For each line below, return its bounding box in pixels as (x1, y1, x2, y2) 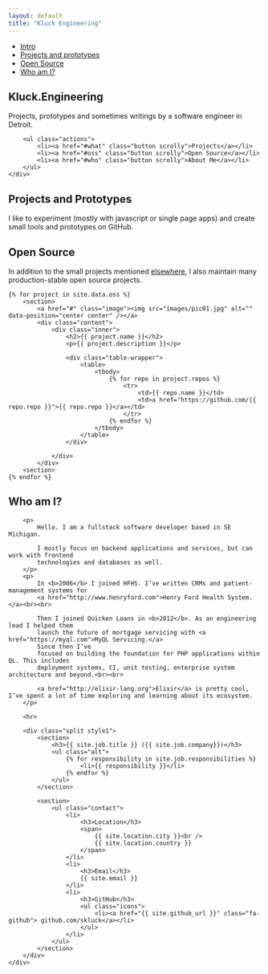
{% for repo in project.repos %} (108, 375, 221, 383)
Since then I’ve (37, 643, 91, 651)
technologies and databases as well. (37, 558, 163, 566)
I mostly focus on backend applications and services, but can (37, 544, 253, 552)
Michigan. (8, 530, 42, 538)
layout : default (8, 11, 63, 20)
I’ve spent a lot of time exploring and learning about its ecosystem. (8, 692, 253, 700)
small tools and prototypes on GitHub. (8, 222, 134, 232)
